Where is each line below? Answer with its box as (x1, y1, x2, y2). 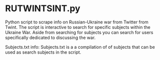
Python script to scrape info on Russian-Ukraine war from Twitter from (5, 19, 149, 25)
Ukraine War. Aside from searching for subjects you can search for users (5, 29, 154, 35)
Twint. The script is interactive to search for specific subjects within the (5, 24, 151, 30)
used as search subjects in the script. (5, 49, 81, 55)
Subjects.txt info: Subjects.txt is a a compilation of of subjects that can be (5, 44, 155, 50)
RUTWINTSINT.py (5, 3, 80, 14)
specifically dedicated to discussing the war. (5, 35, 96, 40)
